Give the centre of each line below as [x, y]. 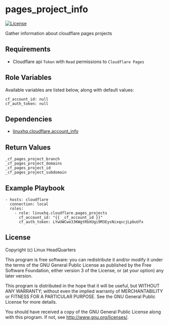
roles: [17, 209]
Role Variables [28, 78]
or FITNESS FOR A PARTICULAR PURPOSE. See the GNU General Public [80, 297]
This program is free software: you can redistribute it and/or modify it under [84, 259]
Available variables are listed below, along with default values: [70, 90]
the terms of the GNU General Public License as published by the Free [78, 265]
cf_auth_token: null [27, 104]
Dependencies [29, 119]
